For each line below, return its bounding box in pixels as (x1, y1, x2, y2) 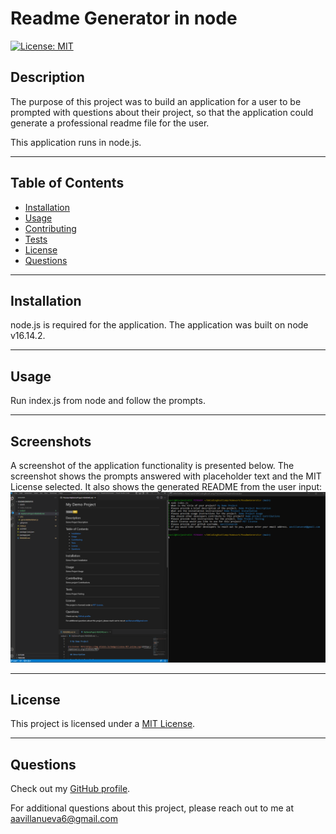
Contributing (24, 222, 77, 234)
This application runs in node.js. (10, 136, 142, 148)
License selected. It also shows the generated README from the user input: (10, 481, 323, 492)
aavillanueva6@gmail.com (10, 813, 118, 825)
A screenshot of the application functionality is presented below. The (10, 460, 295, 471)
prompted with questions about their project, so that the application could (10, 106, 314, 118)
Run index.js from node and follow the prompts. (10, 395, 206, 407)
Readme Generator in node (10, 7, 238, 30)
